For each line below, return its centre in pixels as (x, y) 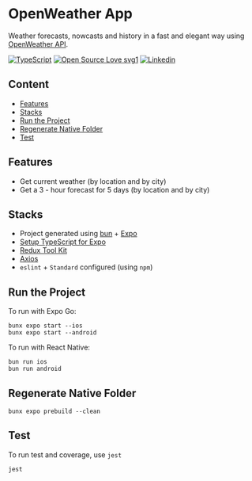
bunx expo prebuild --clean (55, 411)
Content (29, 84)
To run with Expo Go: (42, 311)
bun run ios (28, 362)
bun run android (35, 369)
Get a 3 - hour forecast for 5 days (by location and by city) (115, 189)
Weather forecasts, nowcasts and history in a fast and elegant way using (126, 36)
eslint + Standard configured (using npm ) (86, 267)
